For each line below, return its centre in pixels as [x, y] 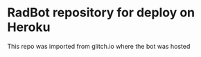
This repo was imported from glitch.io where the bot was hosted [99, 46]
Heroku [29, 27]
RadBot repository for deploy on [101, 13]
